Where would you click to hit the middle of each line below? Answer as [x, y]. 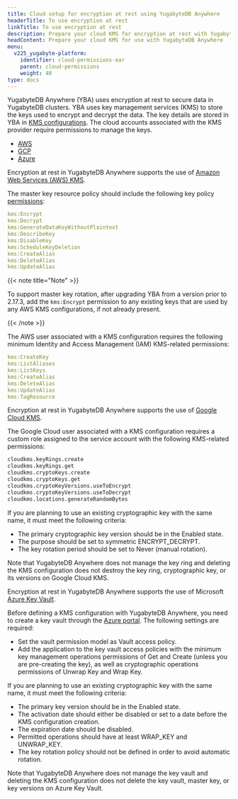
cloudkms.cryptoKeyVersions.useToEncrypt [69, 486]
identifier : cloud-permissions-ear [73, 60]
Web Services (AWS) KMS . [47, 180]
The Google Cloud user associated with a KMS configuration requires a [111, 431]
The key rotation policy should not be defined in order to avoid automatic [124, 752]
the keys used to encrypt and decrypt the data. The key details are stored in [118, 115]
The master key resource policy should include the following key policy [111, 194]
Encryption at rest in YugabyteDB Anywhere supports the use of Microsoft [115, 591]
